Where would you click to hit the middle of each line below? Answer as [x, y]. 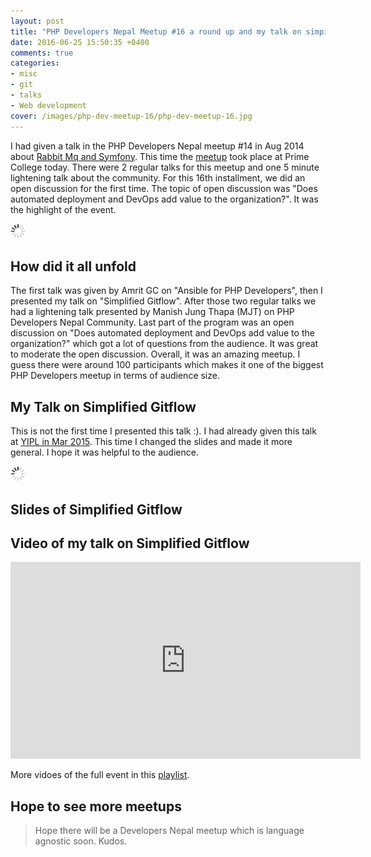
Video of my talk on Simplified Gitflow [130, 543]
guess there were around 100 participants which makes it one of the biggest [167, 365]
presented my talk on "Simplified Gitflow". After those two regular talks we [163, 301]
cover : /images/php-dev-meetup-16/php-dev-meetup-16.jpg [131, 116]
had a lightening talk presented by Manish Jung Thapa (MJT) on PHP [152, 312]
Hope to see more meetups [96, 806]
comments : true [42, 53]
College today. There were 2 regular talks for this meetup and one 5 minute [165, 167]
